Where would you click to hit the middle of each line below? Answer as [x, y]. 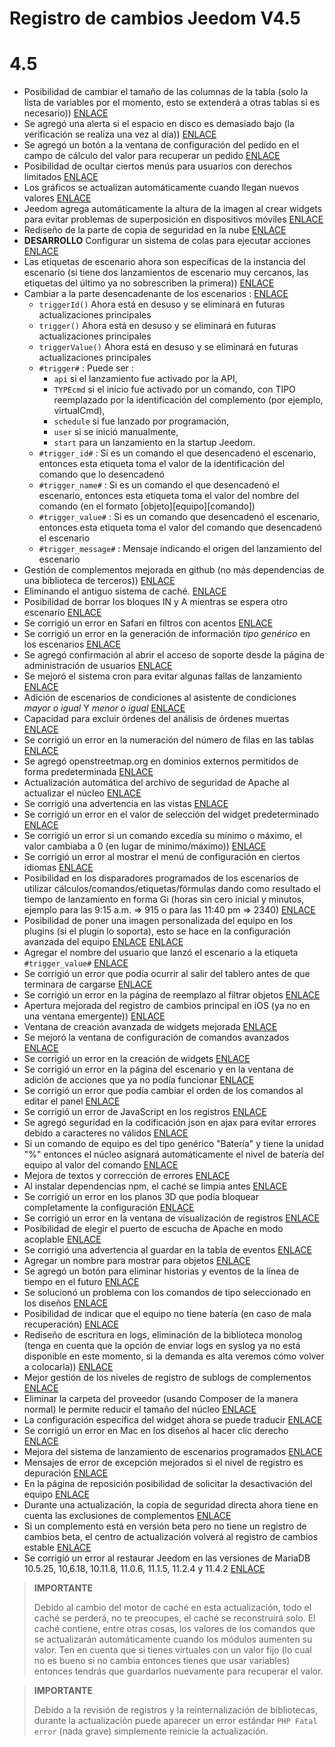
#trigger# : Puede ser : [86, 368]
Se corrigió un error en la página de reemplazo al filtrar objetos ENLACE [172, 995]
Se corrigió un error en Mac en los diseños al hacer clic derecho [156, 1431]
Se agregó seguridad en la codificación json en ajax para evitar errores [170, 1123]
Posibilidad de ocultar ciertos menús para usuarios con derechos [158, 166]
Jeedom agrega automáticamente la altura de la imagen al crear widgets [173, 209]
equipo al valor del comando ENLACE [101, 1165]
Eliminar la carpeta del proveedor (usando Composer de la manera [161, 1399]
